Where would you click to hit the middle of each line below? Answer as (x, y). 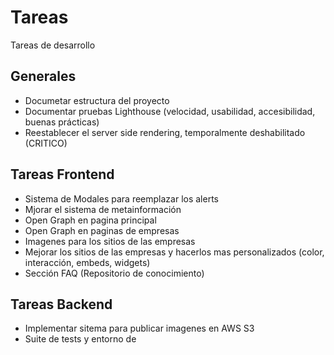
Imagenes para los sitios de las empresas (110, 241)
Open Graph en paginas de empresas (102, 230)
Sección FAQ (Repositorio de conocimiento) (114, 273)
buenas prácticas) (62, 122)
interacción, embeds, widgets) (87, 262)
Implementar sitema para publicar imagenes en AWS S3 (139, 328)
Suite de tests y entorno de (80, 339)
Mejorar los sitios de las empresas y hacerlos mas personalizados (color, (174, 252)
